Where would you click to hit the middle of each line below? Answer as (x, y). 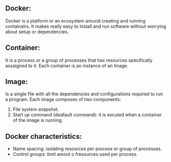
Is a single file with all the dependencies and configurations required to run (84, 94)
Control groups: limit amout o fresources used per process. (75, 154)
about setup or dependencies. (37, 32)
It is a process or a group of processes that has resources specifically (79, 60)
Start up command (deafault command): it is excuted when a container (87, 115)
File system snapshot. (36, 109)
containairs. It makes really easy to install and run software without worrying (86, 26)
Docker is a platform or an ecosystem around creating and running (76, 21)
